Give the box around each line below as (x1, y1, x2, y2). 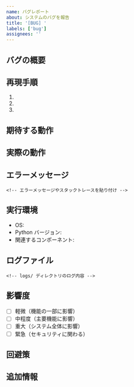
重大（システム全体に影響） (14, 323, 84, 330)
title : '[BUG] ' (6, 20, 47, 26)
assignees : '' (6, 31, 42, 37)
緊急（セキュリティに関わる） (14, 330, 89, 337)
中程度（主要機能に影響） (14, 315, 78, 322)
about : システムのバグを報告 (6, 14, 70, 20)
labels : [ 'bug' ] (6, 25, 47, 32)
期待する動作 (6, 125, 54, 135)
